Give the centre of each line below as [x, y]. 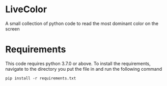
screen [13, 28]
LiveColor [26, 9]
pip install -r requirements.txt [41, 78]
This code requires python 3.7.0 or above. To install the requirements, [78, 63]
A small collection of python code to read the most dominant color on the [82, 23]
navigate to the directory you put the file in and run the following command [84, 69]
